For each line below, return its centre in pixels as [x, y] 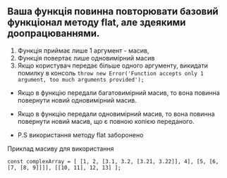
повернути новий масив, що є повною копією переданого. [106, 121]
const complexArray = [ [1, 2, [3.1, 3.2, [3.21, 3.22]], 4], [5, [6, [113, 161]
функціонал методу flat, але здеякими [97, 23]
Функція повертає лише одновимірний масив [86, 58]
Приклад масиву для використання [61, 148]
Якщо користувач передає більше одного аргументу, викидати [112, 65]
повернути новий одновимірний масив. [77, 100]
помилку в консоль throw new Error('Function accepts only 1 [111, 72]
